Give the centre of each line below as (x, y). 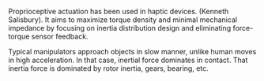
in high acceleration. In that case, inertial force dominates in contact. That (128, 60)
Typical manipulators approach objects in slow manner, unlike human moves (132, 52)
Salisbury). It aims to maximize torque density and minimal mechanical (123, 20)
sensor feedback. (60, 36)
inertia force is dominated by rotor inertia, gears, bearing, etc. (109, 68)
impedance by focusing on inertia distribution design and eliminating (120, 28)
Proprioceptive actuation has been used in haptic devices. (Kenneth (119, 11)
